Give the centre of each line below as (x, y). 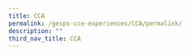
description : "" (36, 31)
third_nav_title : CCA (45, 38)
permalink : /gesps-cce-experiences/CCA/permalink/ (95, 23)
